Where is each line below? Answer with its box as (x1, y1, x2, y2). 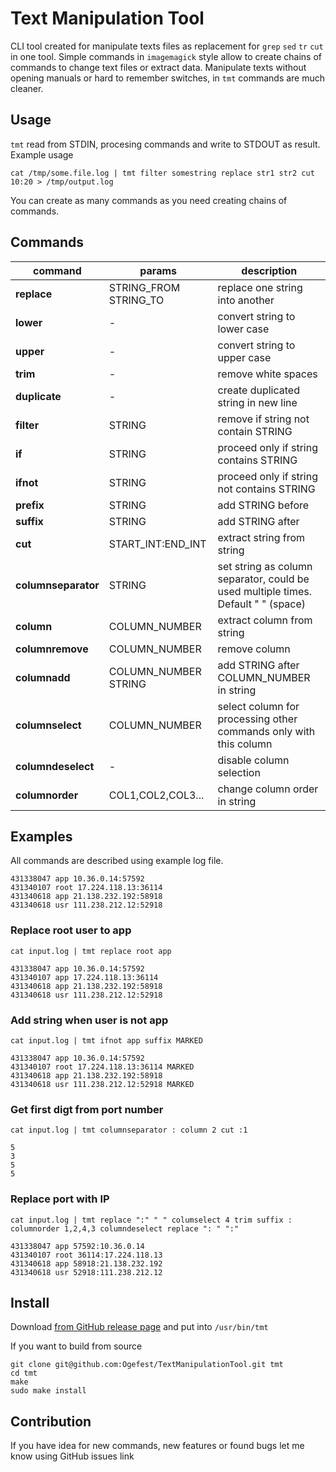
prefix (15, 498, 45, 512)
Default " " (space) (217, 597, 307, 611)
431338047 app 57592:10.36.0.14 (10, 1241, 145, 1251)
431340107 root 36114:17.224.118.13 (10, 1250, 163, 1260)
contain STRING (217, 424, 293, 438)
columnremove (15, 642, 89, 656)
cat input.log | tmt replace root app (10, 946, 172, 956)
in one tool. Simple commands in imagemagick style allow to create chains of (10, 50, 322, 62)
